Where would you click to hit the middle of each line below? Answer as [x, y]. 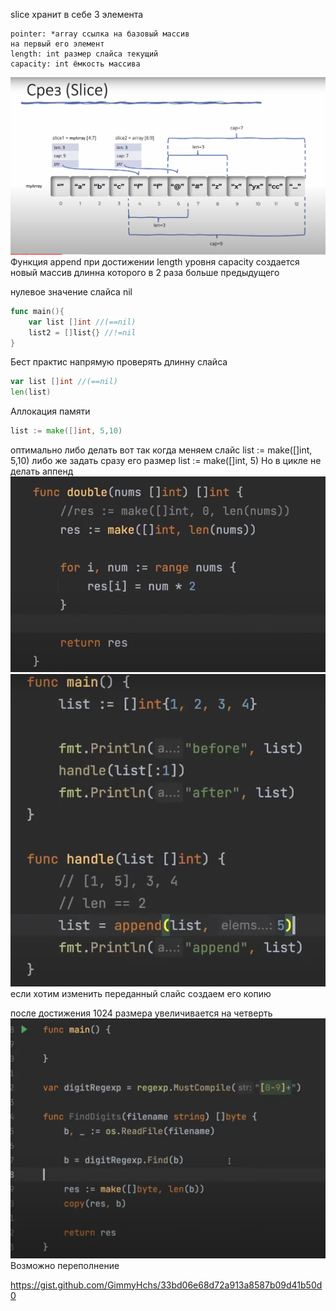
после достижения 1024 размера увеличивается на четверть [141, 1013]
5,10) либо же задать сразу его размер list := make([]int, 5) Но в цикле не [166, 461]
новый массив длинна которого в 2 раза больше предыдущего [145, 272]
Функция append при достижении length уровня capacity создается [155, 261]
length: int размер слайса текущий [84, 54]
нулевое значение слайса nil [71, 291]
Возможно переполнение [65, 1265]
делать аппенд [42, 471]
